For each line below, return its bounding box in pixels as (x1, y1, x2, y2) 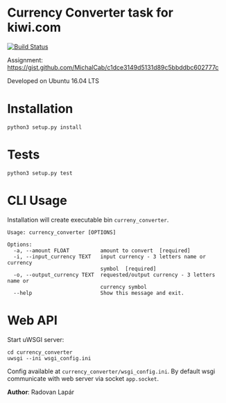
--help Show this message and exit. (13, 289, 185, 296)
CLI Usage (7, 192, 67, 208)
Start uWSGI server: (7, 335, 64, 343)
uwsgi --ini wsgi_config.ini (7, 355, 92, 361)
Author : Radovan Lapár (7, 388, 75, 396)
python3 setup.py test (7, 170, 73, 177)
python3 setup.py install (7, 123, 82, 131)
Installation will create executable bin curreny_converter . (7, 215, 169, 224)
